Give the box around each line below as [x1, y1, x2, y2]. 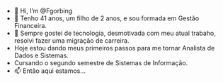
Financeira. [13, 22, 47, 29]
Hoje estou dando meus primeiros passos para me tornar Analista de [13, 44, 215, 52]
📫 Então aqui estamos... [13, 67, 86, 75]
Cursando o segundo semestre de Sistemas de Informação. [13, 59, 188, 67]
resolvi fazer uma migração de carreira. [13, 36, 130, 45]
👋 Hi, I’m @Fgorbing [13, 7, 73, 15]
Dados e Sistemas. [13, 51, 69, 60]
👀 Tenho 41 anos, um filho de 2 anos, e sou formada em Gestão [13, 14, 200, 22]
